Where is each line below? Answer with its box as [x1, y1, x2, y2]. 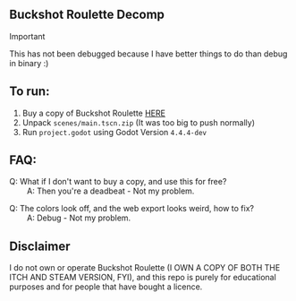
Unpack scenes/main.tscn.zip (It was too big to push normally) [21, 116, 256, 128]
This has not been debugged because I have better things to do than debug [9, 48, 288, 59]
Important [9, 30, 46, 41]
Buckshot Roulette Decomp [9, 7, 165, 22]
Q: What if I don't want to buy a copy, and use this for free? [9, 176, 227, 187]
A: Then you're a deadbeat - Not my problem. [26, 185, 195, 196]
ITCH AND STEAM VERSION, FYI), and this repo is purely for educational [9, 272, 277, 283]
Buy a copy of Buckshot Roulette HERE [21, 107, 165, 118]
